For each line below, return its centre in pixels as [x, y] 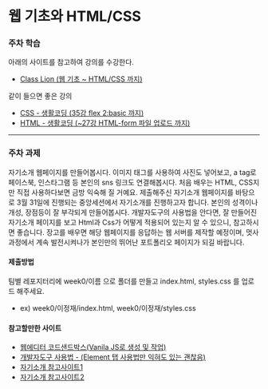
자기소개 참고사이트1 [51, 367]
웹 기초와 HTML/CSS [75, 16]
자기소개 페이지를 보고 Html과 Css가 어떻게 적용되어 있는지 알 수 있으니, [120, 222]
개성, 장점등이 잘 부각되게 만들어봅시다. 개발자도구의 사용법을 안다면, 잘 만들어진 [133, 212]
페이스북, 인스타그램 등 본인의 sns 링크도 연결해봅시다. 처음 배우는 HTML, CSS [131, 182]
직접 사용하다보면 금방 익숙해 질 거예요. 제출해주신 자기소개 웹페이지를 [125, 192]
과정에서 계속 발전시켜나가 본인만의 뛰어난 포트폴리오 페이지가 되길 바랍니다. [126, 242]
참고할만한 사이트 [35, 327]
